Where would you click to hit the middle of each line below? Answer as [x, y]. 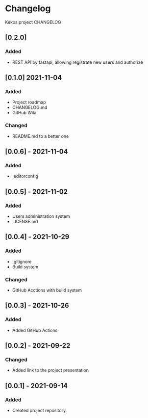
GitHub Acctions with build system [47, 290]
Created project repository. [39, 411]
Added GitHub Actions [35, 330]
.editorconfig [25, 176]
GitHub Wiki [24, 113]
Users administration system [41, 216]
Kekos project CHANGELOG [33, 22]
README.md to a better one [40, 136]
